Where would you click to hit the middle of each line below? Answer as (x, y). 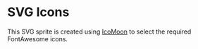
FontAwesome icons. (38, 38)
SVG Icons (38, 12)
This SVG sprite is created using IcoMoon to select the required (99, 31)
